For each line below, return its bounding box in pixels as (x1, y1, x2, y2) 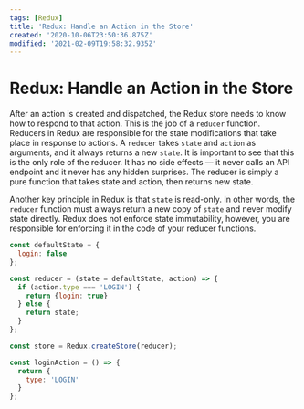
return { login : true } (26, 291, 108, 300)
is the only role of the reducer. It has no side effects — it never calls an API (9, 157, 290, 168)
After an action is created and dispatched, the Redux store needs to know (9, 109, 287, 120)
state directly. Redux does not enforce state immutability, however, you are (9, 214, 290, 225)
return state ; (26, 308, 79, 318)
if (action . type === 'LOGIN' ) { (17, 282, 142, 292)
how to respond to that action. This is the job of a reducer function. (9, 118, 261, 129)
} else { (17, 299, 51, 309)
